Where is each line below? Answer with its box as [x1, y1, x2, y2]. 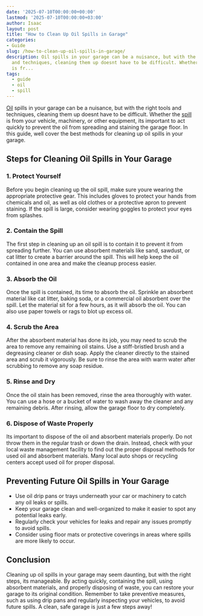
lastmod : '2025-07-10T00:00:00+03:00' [6, 15, 104, 21]
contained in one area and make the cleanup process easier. [6, 260, 157, 267]
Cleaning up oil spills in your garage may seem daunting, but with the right [6, 571, 192, 578]
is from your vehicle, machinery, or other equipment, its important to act [6, 117, 185, 124]
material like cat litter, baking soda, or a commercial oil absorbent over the [6, 295, 190, 303]
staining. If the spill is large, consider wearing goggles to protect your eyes [6, 205, 192, 212]
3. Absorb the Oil [6, 275, 57, 283]
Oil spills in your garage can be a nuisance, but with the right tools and [6, 104, 182, 111]
